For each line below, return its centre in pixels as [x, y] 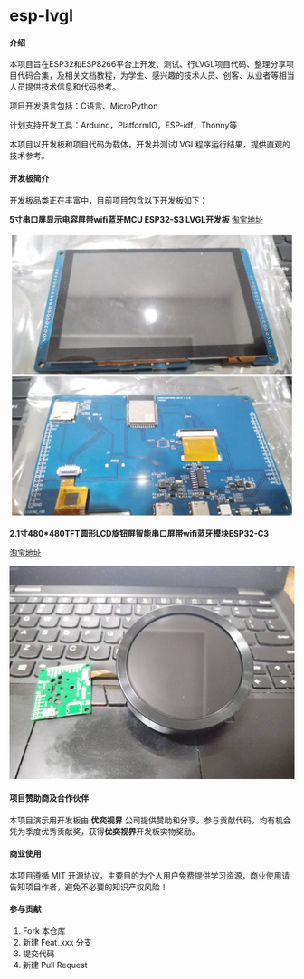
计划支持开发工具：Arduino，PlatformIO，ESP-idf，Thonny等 [123, 125]
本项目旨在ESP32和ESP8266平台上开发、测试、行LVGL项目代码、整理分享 [148, 64]
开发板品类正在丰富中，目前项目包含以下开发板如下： [109, 200]
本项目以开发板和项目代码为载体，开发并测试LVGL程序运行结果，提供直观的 [150, 145]
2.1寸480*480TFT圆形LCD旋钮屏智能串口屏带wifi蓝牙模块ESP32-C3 [139, 533]
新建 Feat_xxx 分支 [57, 943]
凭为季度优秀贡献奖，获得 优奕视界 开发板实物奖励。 [104, 831]
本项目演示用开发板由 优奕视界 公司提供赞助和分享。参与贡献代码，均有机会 [150, 820]
